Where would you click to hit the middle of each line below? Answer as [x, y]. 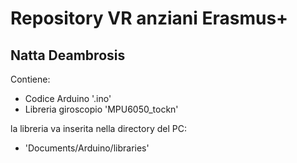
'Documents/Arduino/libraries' [87, 148]
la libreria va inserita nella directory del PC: [98, 128]
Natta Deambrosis [68, 55]
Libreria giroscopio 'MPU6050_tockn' [101, 109]
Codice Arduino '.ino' [68, 98]
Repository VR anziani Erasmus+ [149, 18]
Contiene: [30, 79]
